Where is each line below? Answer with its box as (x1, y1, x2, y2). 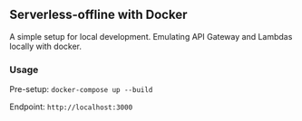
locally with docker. (9, 41, 83, 51)
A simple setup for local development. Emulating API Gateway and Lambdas (9, 31, 293, 42)
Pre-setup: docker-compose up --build (9, 84, 153, 95)
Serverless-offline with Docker (9, 7, 188, 23)
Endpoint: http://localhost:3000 (9, 101, 133, 112)
